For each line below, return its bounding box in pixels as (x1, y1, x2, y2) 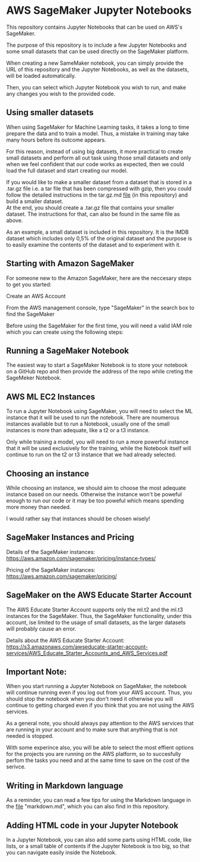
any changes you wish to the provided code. (6, 90, 116, 97)
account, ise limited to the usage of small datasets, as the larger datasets (6, 619, 186, 626)
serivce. (6, 763, 26, 770)
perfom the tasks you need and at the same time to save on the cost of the (6, 756, 190, 764)
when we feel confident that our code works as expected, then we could (6, 160, 184, 168)
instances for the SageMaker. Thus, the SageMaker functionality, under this (6, 612, 192, 619)
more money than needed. (6, 504, 72, 510)
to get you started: (6, 281, 52, 288)
